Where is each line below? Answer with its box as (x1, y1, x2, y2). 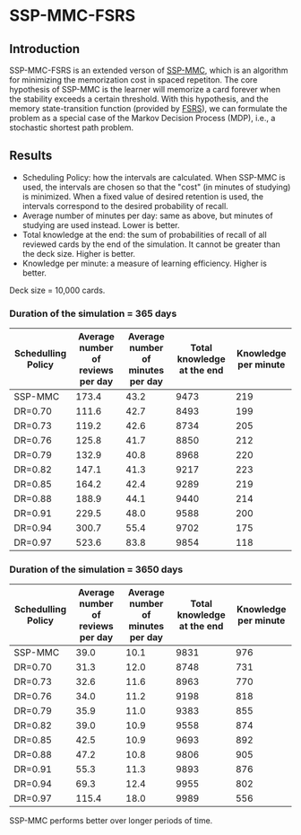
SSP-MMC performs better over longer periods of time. (9, 815, 213, 826)
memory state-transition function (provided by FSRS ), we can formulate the (9, 103, 288, 113)
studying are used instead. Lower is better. (21, 219, 180, 230)
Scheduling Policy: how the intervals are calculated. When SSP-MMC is (21, 171, 286, 182)
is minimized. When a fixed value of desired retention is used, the (21, 190, 264, 202)
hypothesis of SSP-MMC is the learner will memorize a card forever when (9, 84, 280, 94)
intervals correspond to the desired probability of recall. (21, 200, 228, 211)
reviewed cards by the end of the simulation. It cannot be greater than (21, 239, 280, 250)
